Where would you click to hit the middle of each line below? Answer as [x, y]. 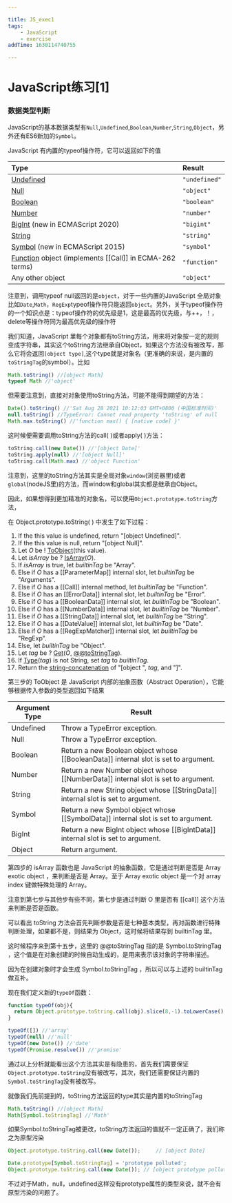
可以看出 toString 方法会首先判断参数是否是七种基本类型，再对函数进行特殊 [114, 922]
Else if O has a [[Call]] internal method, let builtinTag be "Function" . [113, 587]
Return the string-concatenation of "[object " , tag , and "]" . [100, 667]
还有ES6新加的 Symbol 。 [47, 136]
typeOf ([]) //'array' [39, 1031]
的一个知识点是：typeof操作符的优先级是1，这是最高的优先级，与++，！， [113, 313]
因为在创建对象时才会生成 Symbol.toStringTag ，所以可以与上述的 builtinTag [115, 969]
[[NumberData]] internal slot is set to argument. [138, 778]
